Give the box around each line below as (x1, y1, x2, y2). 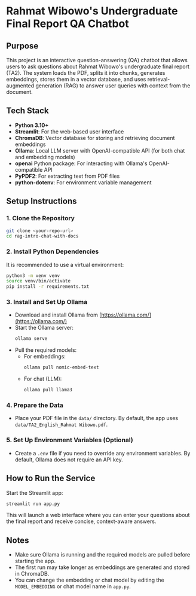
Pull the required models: (14, 346, 77, 354)
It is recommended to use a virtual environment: (6, 261, 124, 268)
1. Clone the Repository (6, 214, 75, 223)
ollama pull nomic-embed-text (23, 364, 100, 370)
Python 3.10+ (14, 121, 49, 129)
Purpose (6, 41, 39, 51)
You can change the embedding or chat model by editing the (14, 576, 164, 584)
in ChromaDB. (14, 570, 50, 577)
